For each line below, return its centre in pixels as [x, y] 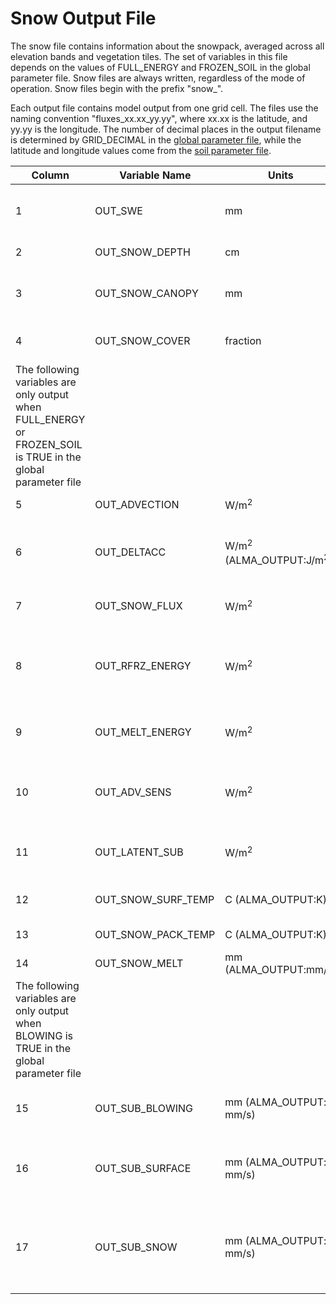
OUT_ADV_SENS [133, 792]
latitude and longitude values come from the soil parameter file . [141, 150]
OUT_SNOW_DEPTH [142, 252]
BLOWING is [44, 1035]
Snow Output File [83, 18]
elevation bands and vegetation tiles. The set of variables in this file [149, 56]
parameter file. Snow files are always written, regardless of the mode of [158, 78]
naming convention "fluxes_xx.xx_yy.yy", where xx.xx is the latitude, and [159, 118]
